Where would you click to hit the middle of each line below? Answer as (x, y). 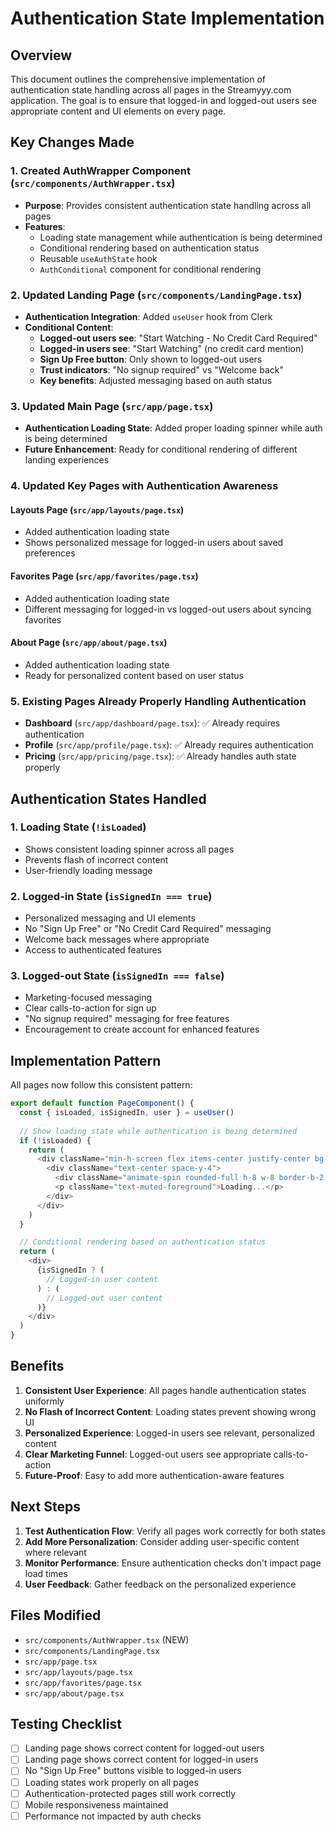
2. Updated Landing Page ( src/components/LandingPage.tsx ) (156, 295)
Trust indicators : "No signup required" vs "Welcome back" (161, 369)
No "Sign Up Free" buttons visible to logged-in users (133, 1771)
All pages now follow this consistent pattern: (101, 1085)
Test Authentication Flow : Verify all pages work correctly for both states (175, 1531)
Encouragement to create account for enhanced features (142, 1029)
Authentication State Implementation (167, 18)
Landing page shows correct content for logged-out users (144, 1748)
